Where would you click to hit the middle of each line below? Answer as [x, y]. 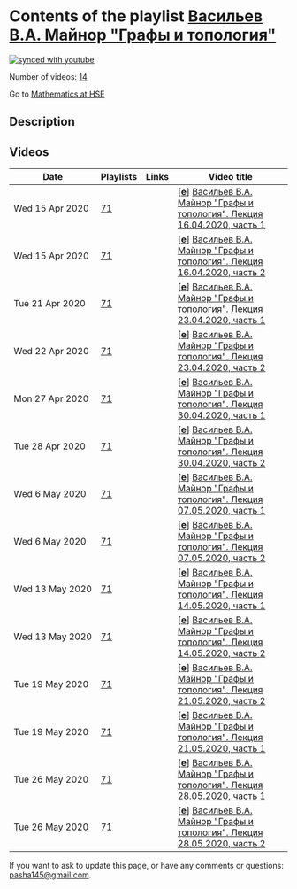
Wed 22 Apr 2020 [52, 352]
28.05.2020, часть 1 [221, 796]
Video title [231, 177]
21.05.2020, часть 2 [221, 701]
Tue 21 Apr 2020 [49, 304]
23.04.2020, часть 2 [221, 367]
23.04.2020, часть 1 [221, 321]
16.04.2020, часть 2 [221, 273]
